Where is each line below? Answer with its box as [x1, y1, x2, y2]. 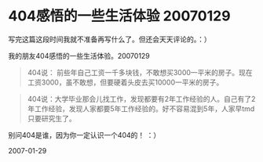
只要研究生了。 [27, 113, 76, 123]
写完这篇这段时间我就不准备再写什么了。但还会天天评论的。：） [8, 34, 211, 44]
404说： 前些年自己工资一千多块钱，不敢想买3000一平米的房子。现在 [27, 67, 253, 77]
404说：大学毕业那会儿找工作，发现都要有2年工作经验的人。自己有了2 [27, 94, 256, 103]
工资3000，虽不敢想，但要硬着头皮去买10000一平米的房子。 [27, 77, 224, 87]
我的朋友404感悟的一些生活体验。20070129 [8, 51, 151, 60]
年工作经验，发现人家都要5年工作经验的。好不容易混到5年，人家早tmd [27, 103, 255, 113]
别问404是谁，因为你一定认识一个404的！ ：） [8, 130, 161, 139]
